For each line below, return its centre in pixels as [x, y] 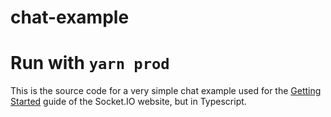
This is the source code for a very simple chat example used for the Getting [166, 91]
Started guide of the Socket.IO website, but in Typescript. [128, 102]
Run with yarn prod [90, 63]
